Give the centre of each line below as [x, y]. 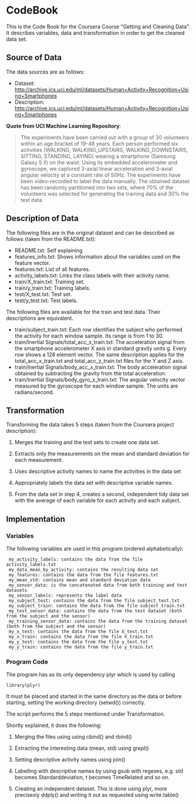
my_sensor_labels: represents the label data [65, 595]
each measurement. [39, 460]
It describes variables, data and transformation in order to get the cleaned [95, 32]
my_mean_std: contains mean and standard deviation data [80, 580]
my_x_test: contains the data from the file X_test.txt [78, 632]
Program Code [27, 661]
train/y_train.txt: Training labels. [53, 288]
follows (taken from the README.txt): [51, 239]
